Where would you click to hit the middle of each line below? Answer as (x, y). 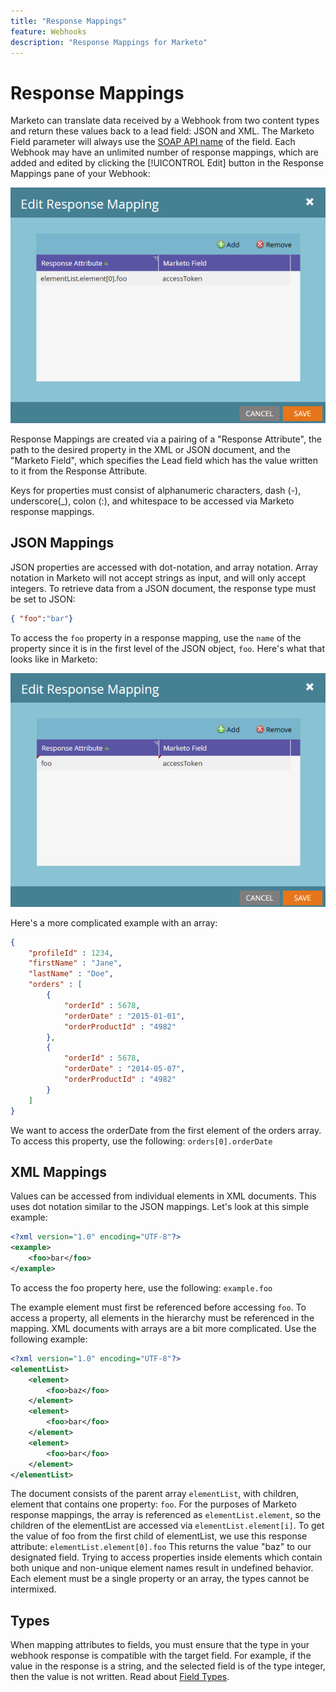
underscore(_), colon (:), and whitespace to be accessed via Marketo (152, 501)
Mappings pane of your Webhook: (80, 174)
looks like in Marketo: (54, 659)
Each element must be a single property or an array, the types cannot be (160, 1579)
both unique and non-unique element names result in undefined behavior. (162, 1568)
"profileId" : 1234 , (71, 953)
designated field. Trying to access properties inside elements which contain (166, 1557)
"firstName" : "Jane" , (75, 963)
